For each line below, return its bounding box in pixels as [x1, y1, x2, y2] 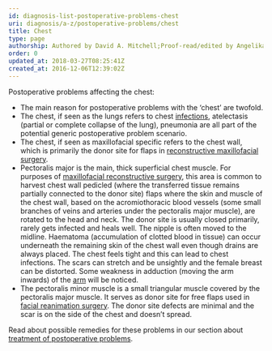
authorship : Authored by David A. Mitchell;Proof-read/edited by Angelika [8, 42, 266, 50]
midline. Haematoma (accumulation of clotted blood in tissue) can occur [19, 232, 261, 242]
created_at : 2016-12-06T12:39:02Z [8, 65, 125, 73]
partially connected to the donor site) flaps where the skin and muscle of [19, 188, 263, 199]
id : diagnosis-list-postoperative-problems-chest [8, 11, 180, 20]
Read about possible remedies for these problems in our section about [8, 325, 244, 335]
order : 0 [8, 49, 38, 58]
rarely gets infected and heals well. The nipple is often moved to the [19, 223, 247, 233]
